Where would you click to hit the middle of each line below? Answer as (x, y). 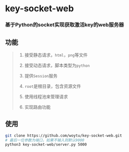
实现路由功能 (37, 107)
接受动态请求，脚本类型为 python (57, 65)
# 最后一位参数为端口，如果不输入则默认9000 (45, 140)
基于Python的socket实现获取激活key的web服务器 (64, 25)
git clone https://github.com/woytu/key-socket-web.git (64, 135)
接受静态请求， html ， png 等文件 (56, 55)
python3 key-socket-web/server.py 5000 (46, 145)
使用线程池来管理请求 (46, 97)
